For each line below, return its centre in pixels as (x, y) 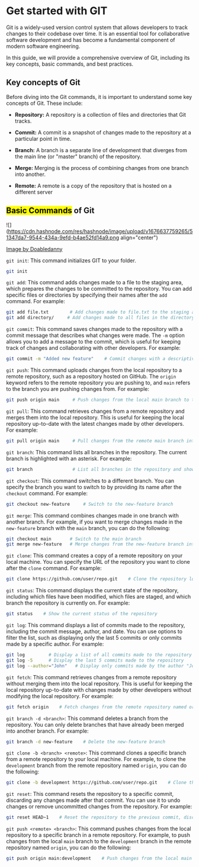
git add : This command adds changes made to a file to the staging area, (95, 282)
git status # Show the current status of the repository (82, 614)
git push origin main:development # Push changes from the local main (99, 859)
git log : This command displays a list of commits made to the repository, (96, 625)
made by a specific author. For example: (55, 644)
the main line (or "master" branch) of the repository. (78, 156)
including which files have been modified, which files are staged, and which (99, 597)
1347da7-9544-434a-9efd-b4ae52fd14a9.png (63, 237)
